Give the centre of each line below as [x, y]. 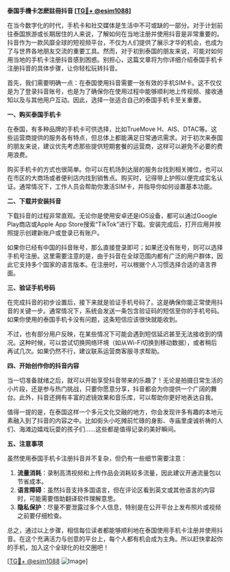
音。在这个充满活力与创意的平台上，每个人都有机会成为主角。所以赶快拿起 [112, 539]
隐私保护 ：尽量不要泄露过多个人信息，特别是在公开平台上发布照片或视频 [119, 507]
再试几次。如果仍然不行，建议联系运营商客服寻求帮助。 [85, 351]
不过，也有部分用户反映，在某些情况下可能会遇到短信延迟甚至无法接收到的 [112, 334]
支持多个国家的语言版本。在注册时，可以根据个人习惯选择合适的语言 [115, 264]
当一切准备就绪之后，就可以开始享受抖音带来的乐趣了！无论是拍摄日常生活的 [115, 380]
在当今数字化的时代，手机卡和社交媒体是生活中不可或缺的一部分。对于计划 [112, 25]
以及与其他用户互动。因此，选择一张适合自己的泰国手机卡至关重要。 [109, 100]
